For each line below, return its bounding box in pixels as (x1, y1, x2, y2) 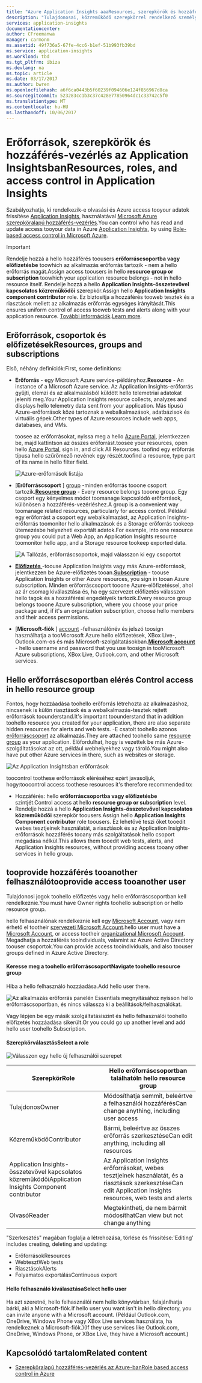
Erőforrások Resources (14, 1252, 71, 1260)
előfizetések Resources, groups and (6, 339, 142, 349)
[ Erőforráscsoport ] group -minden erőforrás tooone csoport (14, 482, 167, 489)
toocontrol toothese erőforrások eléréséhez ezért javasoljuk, (6, 774, 156, 782)
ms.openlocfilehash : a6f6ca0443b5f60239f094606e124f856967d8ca (6, 87, 168, 93)
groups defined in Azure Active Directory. (6, 949, 109, 956)
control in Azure (14, 1370, 55, 1378)
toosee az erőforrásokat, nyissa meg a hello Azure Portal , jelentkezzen (14, 433, 191, 440)
